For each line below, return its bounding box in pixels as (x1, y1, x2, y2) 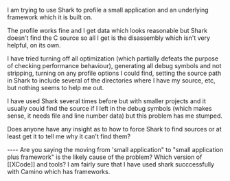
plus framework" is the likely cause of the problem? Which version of (7, 153, 203, 161)
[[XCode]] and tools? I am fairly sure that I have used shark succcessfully (7, 160, 215, 168)
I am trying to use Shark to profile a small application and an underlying (7, 6, 209, 14)
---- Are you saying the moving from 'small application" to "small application (7, 146, 224, 153)
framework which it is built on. (7, 13, 93, 21)
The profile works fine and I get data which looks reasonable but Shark (7, 27, 208, 34)
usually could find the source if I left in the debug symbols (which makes (7, 105, 212, 112)
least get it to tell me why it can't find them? (7, 132, 131, 140)
